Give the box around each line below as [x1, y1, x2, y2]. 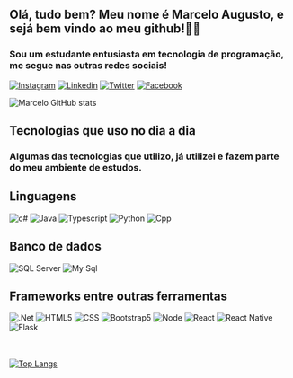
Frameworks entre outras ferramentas [9, 289, 227, 304]
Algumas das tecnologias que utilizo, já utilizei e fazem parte [9, 150, 280, 163]
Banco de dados [9, 239, 102, 254]
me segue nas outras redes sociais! [9, 59, 168, 72]
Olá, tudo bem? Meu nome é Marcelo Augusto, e [9, 7, 285, 22]
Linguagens [9, 189, 77, 205]
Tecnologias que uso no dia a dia [9, 123, 196, 138]
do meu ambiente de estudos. [9, 162, 142, 173]
